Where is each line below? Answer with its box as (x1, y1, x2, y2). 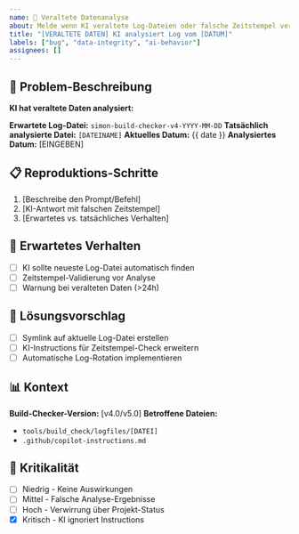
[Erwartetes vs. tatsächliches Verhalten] (21, 213, 169, 223)
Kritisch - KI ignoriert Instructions (21, 514, 145, 525)
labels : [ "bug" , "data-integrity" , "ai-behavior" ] (9, 37, 201, 47)
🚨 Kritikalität (9, 460, 80, 475)
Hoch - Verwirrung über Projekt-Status (21, 504, 165, 514)
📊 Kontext (9, 380, 69, 395)
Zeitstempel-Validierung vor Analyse (21, 272, 156, 283)
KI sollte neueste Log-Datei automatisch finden (21, 262, 195, 272)
